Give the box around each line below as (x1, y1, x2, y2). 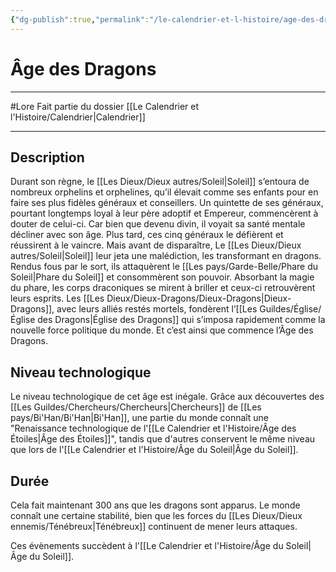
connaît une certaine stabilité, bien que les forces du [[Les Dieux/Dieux (10, 510, 303, 521)
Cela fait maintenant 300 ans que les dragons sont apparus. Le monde (10, 499, 301, 511)
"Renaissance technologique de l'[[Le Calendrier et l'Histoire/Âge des (10, 422, 297, 435)
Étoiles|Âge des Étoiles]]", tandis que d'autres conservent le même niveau (10, 433, 316, 445)
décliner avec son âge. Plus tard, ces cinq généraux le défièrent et (10, 229, 284, 241)
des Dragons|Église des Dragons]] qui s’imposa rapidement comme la (37, 314, 326, 326)
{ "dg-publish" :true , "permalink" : (10, 14, 150, 25)
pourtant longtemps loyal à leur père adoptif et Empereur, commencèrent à (10, 207, 319, 220)
